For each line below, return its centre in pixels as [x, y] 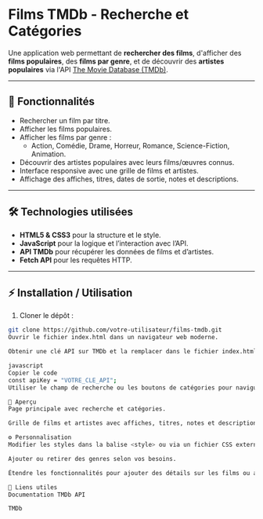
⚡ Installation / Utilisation [70, 292]
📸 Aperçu [22, 402]
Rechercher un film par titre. [65, 120]
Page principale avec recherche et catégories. [87, 409]
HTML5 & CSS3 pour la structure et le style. [90, 235]
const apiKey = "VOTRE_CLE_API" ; [63, 380]
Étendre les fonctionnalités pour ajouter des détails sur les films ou [129, 473]
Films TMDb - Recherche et [99, 15]
